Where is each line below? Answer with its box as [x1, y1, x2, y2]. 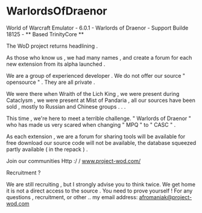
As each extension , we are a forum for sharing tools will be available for [6, 133, 186, 140]
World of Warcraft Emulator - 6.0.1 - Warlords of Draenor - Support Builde [6, 24, 189, 31]
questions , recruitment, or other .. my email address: [6, 193, 138, 200]
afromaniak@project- [139, 193, 192, 200]
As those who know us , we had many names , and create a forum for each [6, 54, 192, 61]
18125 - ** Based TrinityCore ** [6, 30, 84, 37]
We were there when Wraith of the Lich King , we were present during [6, 90, 180, 97]
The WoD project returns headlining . [6, 42, 98, 49]
